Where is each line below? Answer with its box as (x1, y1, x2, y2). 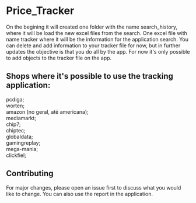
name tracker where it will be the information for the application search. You (6, 36, 188, 43)
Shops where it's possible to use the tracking (6, 71, 174, 81)
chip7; (6, 121, 21, 128)
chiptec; (6, 127, 26, 134)
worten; (6, 102, 25, 109)
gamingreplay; (6, 139, 41, 146)
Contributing (6, 169, 54, 178)
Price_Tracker (6, 4, 75, 17)
